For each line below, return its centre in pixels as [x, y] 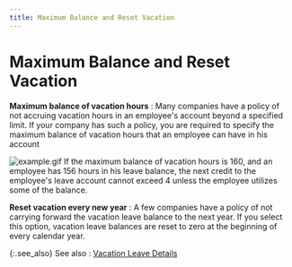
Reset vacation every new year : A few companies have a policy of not [141, 207]
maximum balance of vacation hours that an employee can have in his [138, 134]
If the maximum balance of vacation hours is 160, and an [168, 161]
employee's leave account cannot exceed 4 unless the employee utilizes [143, 180]
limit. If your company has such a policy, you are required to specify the [142, 125]
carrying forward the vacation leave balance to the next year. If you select [146, 217]
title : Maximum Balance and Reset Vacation [92, 17]
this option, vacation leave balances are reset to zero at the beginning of [143, 226]
